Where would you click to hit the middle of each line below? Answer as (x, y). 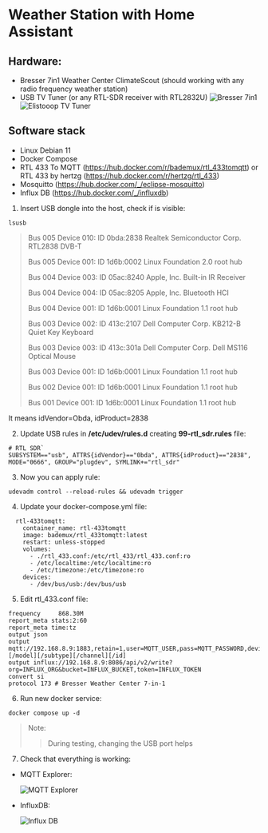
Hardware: (35, 61)
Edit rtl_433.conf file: (54, 599)
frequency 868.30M (46, 613)
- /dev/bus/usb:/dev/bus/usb (78, 584)
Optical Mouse (52, 356)
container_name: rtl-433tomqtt (75, 528)
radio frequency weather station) (74, 89)
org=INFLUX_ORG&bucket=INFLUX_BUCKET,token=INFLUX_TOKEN (105, 669)
